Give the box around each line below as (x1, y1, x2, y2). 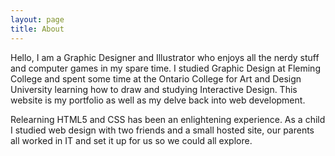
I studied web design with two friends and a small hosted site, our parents (10, 124, 315, 136)
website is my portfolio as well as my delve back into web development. (10, 94, 306, 106)
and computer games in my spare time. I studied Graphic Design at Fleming (10, 62, 321, 74)
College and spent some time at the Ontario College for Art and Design (10, 72, 302, 85)
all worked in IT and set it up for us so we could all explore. (10, 134, 253, 146)
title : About (10, 24, 65, 34)
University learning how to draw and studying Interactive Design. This (10, 83, 298, 95)
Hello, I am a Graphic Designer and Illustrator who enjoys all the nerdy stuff (10, 51, 320, 63)
